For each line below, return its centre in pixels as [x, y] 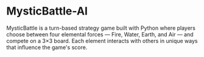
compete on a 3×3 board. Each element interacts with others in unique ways [102, 41]
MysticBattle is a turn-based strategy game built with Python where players [101, 28]
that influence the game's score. [47, 47]
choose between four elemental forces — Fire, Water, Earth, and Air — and [100, 34]
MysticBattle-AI [47, 11]
